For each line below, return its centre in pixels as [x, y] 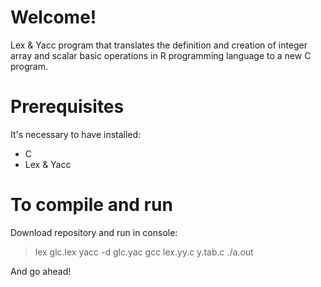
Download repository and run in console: [94, 232]
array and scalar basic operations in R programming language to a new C [161, 55]
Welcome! [53, 17]
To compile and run [91, 205]
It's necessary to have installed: [76, 134]
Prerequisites [67, 107]
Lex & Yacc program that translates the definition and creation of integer [159, 45]
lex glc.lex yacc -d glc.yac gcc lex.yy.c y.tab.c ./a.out [144, 252]
